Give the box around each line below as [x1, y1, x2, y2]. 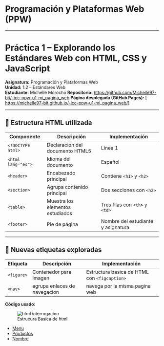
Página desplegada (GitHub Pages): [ [70, 94, 147, 101]
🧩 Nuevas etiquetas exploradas [5, 246, 102, 254]
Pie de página [46, 221, 78, 228]
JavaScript [5, 63, 50, 74]
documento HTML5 [46, 148, 92, 154]
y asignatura [101, 224, 130, 231]
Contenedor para [32, 268, 72, 275]
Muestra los [46, 197, 74, 204]
